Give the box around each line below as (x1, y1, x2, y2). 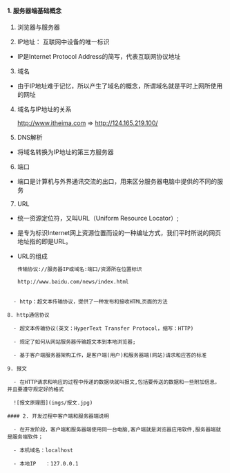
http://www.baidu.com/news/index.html (17, 279, 129, 286)
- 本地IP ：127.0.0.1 (13, 460, 79, 467)
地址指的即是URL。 (17, 237, 73, 245)
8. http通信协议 (7, 311, 50, 318)
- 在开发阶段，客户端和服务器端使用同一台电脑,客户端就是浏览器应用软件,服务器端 (13, 426, 216, 433)
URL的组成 (17, 252, 48, 261)
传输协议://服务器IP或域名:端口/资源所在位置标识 (17, 266, 142, 273)
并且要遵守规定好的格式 (7, 386, 64, 393)
